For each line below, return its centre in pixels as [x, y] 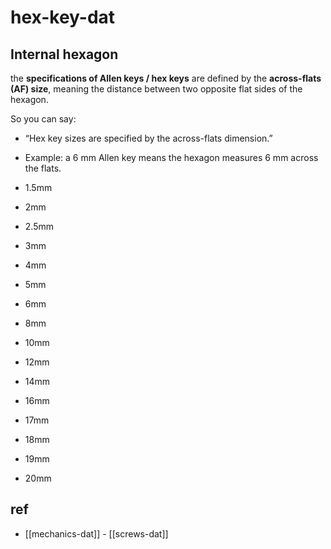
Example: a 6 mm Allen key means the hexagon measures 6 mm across [171, 157]
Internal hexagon [64, 54]
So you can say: [43, 119]
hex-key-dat [63, 17]
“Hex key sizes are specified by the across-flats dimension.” [148, 138]
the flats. [43, 168]
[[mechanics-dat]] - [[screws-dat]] [96, 533]
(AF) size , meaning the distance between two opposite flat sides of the [156, 89]
